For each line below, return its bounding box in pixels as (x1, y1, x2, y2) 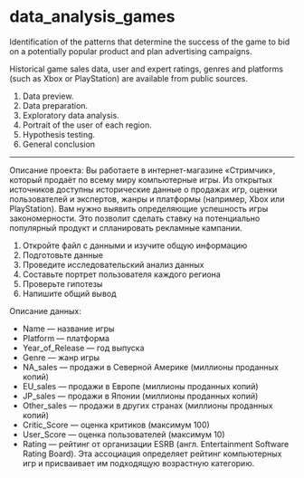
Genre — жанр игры (22, 351, 100, 363)
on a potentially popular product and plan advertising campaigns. (9, 45, 252, 56)
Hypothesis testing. (22, 129, 96, 139)
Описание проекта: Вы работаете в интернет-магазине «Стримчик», (9, 165, 276, 176)
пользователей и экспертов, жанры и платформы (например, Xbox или (9, 193, 285, 205)
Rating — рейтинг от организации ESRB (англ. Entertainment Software (22, 438, 290, 449)
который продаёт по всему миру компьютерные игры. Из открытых (9, 174, 273, 185)
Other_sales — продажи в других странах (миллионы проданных (22, 400, 273, 411)
